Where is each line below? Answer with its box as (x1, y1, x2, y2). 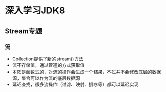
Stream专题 (5, 27, 42, 35)
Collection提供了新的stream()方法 (12, 56, 83, 62)
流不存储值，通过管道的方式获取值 (12, 62, 85, 68)
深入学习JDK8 (5, 5, 65, 16)
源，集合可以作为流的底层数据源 (12, 75, 80, 81)
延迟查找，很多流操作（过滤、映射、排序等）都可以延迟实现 (12, 81, 139, 87)
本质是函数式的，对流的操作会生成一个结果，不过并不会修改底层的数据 (12, 68, 161, 75)
